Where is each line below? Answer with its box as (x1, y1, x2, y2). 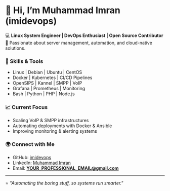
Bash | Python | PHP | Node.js (12, 91, 75, 97)
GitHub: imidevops (12, 154, 52, 160)
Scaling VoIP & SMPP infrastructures (12, 117, 89, 123)
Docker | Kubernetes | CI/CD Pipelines (12, 74, 93, 81)
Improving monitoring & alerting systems (12, 128, 97, 134)
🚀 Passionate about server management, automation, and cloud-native (5, 40, 153, 46)
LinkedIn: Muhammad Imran (12, 160, 71, 166)
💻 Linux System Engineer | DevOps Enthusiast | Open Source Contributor (5, 32, 163, 39)
